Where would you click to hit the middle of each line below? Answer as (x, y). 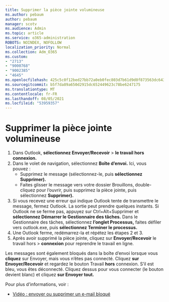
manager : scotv (21, 24)
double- (143, 185)
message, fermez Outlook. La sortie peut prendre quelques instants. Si (86, 206)
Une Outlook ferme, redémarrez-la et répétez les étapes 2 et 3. (78, 233)
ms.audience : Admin (26, 29)
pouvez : (22, 169)
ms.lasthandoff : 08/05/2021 (35, 98)
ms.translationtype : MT (30, 89)
